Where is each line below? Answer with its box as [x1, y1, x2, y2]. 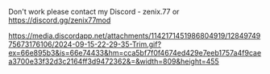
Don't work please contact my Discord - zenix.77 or [8, 7, 180, 16]
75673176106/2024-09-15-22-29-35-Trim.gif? [8, 39, 162, 49]
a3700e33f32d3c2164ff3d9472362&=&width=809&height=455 [8, 56, 219, 66]
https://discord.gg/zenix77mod [8, 15, 111, 25]
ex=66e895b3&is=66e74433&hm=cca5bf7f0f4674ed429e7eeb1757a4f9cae [8, 48, 262, 57]
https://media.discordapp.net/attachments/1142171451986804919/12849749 [8, 31, 261, 40]
